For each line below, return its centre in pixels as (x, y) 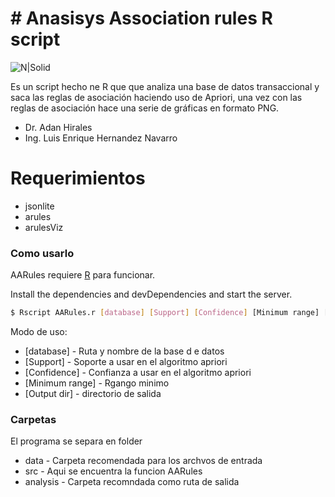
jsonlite (39, 206)
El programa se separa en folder (76, 441)
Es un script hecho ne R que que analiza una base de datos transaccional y (165, 86)
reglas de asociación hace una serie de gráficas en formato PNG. (145, 108)
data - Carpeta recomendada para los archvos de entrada (143, 461)
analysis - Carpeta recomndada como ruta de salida (132, 482)
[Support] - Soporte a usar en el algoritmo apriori (126, 362)
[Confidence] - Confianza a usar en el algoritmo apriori (138, 373)
